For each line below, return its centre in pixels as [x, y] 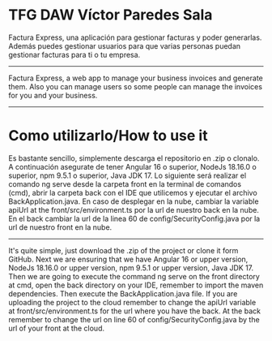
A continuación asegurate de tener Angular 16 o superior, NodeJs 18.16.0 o [132, 166]
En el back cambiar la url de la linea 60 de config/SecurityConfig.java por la [134, 218]
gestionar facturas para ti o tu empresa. [74, 54]
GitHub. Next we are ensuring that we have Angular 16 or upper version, [128, 259]
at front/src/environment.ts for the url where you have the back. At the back [135, 311]
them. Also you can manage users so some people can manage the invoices [136, 86]
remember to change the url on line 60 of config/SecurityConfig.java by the [134, 319]
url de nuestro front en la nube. [60, 227]
